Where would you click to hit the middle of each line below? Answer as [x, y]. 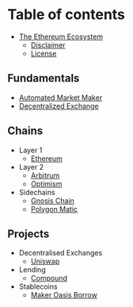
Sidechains [37, 192]
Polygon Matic [54, 209]
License [44, 53]
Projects [28, 234]
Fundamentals [44, 78]
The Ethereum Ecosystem [61, 36]
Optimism [46, 183]
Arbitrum [45, 175]
